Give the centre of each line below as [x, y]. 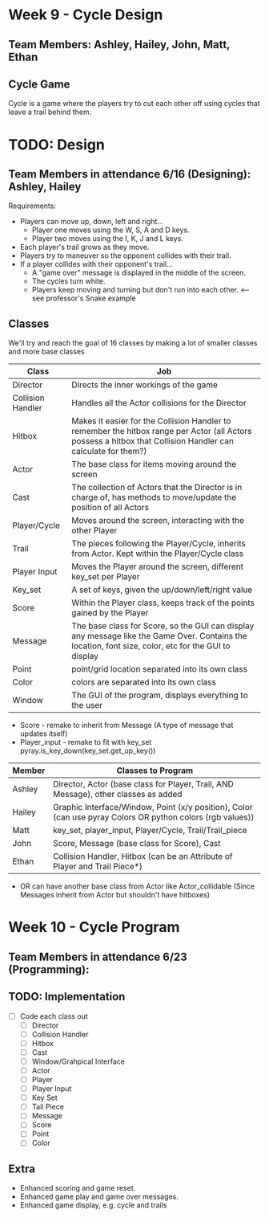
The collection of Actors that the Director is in [157, 488]
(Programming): [49, 969]
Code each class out [54, 1016]
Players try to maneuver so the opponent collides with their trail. [125, 255]
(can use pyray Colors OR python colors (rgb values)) [154, 817]
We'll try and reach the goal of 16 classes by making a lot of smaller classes [133, 343]
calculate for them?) [109, 452]
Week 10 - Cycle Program [94, 928]
